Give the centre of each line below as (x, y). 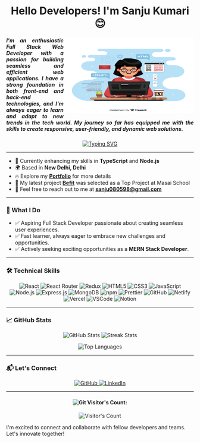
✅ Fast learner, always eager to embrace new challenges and (90, 236)
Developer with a (35, 53)
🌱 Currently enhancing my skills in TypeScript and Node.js (87, 161)
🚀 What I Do (23, 210)
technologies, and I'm (35, 103)
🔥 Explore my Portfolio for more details (63, 176)
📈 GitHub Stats (29, 320)
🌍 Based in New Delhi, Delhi (50, 168)
